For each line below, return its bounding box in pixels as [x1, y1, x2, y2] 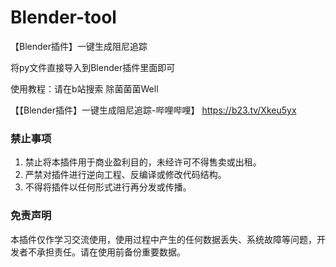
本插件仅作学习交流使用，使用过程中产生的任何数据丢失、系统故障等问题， [10, 233, 317, 245]
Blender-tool [10, 6, 117, 29]
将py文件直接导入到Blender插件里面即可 [10, 61, 176, 73]
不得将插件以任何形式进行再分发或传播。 [24, 181, 192, 193]
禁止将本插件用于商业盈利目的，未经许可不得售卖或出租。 [24, 156, 262, 168]
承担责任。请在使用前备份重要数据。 [36, 246, 186, 258]
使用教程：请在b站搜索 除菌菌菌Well [10, 82, 159, 95]
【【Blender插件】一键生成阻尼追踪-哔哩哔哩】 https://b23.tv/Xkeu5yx [10, 104, 297, 116]
